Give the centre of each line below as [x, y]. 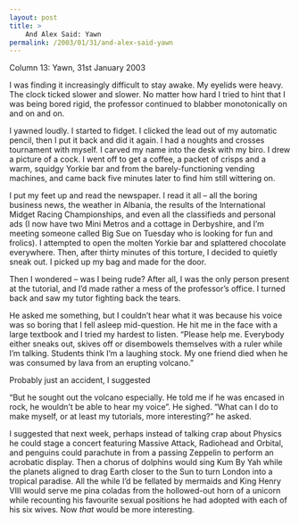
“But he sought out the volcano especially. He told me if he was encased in [147, 397]
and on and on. [37, 113]
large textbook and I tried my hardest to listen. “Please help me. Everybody [147, 335]
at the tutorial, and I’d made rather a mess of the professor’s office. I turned [147, 289]
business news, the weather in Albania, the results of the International [137, 205]
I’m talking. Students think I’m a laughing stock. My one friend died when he [149, 353]
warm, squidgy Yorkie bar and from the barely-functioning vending [132, 169]
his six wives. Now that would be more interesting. [102, 510]
